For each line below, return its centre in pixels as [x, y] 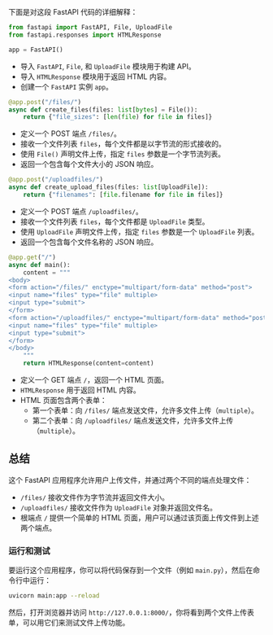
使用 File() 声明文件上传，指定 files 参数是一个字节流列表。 [123, 154]
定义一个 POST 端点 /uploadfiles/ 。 [82, 211]
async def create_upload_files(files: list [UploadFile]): [108, 187]
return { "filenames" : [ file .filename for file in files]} [123, 195]
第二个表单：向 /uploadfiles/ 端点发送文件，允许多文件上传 [133, 420]
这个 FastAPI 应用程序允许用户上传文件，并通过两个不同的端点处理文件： [130, 480]
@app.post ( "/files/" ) [45, 102]
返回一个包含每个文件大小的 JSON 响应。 [89, 164]
